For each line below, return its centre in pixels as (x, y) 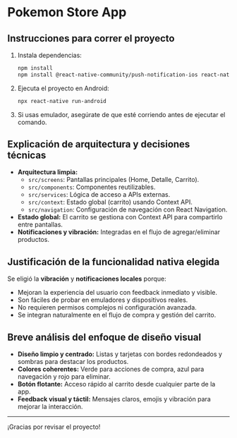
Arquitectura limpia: (48, 172)
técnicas (27, 156)
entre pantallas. (40, 225)
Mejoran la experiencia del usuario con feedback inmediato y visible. (117, 293)
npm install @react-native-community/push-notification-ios (108, 75)
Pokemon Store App (67, 12)
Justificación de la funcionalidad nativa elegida (114, 262)
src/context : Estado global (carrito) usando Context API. (110, 202)
